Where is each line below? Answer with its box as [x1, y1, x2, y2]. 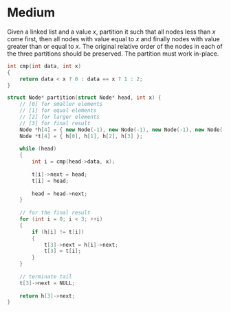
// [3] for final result [19, 120, 91, 126]
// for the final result [19, 210, 91, 216]
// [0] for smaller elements [19, 101, 103, 108]
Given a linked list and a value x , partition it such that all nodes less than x [7, 27, 216, 36]
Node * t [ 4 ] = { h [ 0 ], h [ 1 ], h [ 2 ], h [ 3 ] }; [19, 133, 143, 140]
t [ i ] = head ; [32, 177, 69, 184]
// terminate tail [19, 273, 72, 280]
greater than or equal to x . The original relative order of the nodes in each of [7, 42, 223, 50]
